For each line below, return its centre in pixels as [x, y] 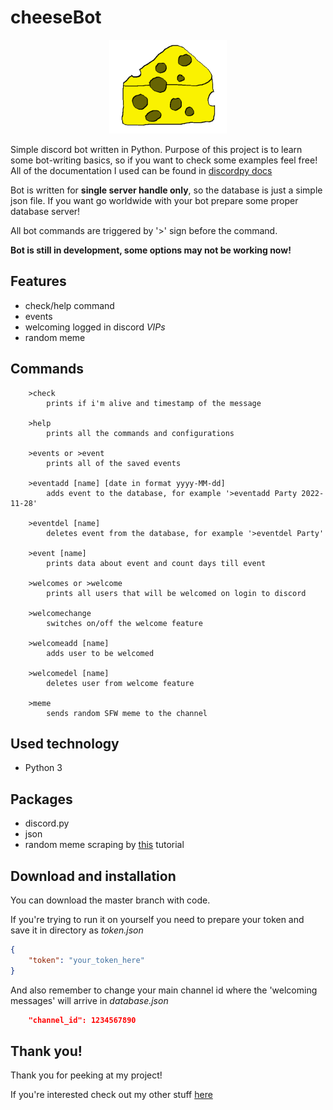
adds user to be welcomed [100, 653]
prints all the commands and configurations [140, 433]
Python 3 [43, 768]
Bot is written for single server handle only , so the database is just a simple [166, 190]
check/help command [69, 305]
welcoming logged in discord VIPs [95, 327]
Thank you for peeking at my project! [86, 1075]
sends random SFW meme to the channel [127, 713]
